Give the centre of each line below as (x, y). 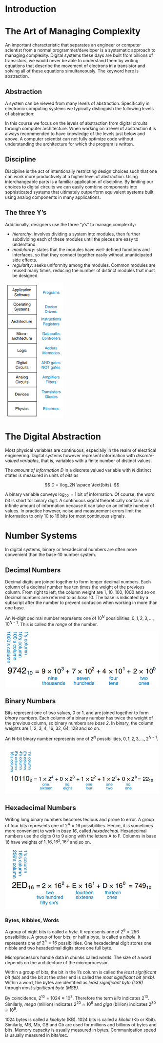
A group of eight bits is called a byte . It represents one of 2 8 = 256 (72, 931)
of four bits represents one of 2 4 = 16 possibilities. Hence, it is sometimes (79, 825)
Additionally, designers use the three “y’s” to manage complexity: (71, 224)
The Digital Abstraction (53, 436)
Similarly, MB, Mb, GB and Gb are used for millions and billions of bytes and (81, 1025)
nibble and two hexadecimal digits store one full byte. (59, 948)
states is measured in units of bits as (42, 475)
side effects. (25, 260)
